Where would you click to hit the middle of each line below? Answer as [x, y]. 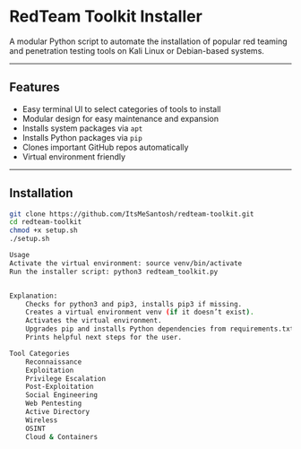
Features [34, 87]
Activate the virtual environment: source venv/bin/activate [126, 263]
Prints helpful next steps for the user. [103, 338]
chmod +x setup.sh [43, 230]
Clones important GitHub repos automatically [105, 147]
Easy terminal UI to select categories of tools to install [121, 108]
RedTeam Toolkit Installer [106, 17]
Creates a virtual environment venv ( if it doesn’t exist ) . [140, 312]
